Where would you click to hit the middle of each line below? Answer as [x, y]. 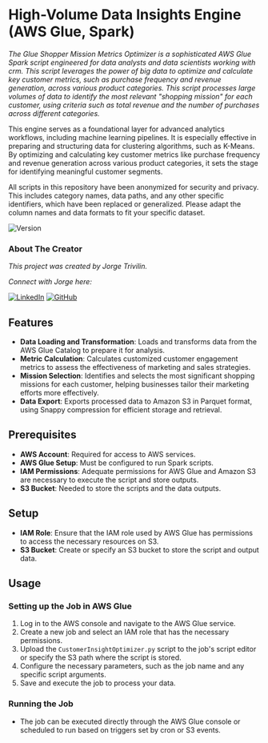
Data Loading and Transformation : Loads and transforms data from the [138, 342]
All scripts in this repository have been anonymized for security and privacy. [134, 187]
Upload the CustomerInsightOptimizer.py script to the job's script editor [138, 649]
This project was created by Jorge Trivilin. [78, 267]
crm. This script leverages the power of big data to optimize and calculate [131, 70]
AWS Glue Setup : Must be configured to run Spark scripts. [117, 463]
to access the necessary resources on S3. [89, 541]
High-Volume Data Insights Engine [125, 15]
